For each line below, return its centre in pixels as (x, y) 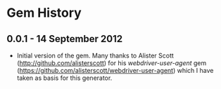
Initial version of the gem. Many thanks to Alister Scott (95, 55)
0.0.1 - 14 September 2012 (65, 39)
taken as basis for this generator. (64, 78)
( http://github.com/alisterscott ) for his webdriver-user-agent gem (112, 63)
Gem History (44, 13)
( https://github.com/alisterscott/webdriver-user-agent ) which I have (115, 70)
